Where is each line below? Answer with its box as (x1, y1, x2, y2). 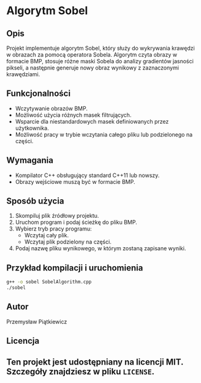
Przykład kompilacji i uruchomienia (6, 263, 143, 273)
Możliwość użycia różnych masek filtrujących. (15, 111, 132, 119)
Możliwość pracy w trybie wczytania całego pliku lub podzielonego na (15, 130, 193, 138)
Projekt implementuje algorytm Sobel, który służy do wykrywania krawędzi (6, 44, 195, 52)
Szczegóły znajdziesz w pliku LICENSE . (6, 366, 155, 377)
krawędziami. (6, 71, 40, 77)
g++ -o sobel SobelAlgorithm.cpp (6, 279, 92, 285)
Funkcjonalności (6, 89, 71, 99)
